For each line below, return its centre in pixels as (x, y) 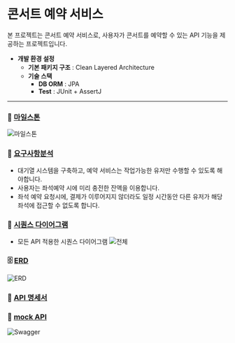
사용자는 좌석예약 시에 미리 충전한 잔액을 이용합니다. (88, 188)
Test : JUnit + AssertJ (70, 91)
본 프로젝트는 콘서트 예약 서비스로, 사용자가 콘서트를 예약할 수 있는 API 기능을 (113, 35)
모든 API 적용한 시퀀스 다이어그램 (63, 241)
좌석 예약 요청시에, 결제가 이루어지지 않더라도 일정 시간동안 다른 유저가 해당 (120, 196)
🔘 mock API (27, 316)
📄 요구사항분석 (30, 154)
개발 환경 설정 (36, 58)
